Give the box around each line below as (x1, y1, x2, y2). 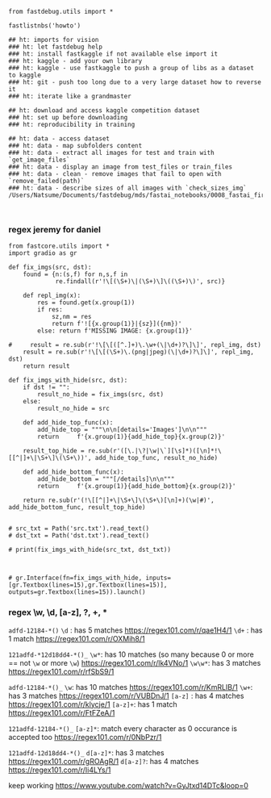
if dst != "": (23, 383, 70, 391)
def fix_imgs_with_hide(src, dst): (8, 376, 128, 385)
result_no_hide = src (37, 404, 110, 413)
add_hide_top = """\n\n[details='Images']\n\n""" (37, 426, 207, 434)
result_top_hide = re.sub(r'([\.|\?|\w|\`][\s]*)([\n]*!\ (23, 447, 222, 455)
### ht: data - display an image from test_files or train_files (8, 163, 232, 171)
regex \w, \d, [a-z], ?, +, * (8, 607, 107, 618)
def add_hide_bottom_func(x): (23, 468, 125, 476)
